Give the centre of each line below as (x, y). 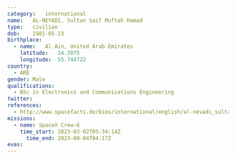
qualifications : (31, 86)
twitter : (20, 99)
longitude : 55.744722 (53, 60)
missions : (22, 118)
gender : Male (26, 79)
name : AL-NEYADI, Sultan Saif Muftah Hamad (75, 20)
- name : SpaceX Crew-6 (47, 125)
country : (20, 66)
